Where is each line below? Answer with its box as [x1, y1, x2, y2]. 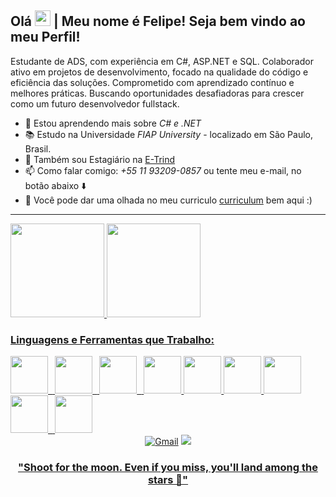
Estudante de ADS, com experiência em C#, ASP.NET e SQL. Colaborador [10, 55, 314, 67]
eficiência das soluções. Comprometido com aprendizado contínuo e [10, 76, 295, 88]
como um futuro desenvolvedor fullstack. [10, 97, 180, 110]
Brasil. [24, 142, 52, 155]
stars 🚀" [147, 473, 189, 487]
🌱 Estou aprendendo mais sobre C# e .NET [24, 117, 202, 129]
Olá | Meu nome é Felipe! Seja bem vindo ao [10, 13, 306, 30]
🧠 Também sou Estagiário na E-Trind [24, 153, 176, 165]
